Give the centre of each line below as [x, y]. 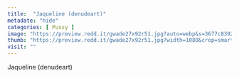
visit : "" [22, 47]
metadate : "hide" [33, 21]
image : [17, 34]
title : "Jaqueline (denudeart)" [57, 14]
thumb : [17, 40]
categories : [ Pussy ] [41, 27]
